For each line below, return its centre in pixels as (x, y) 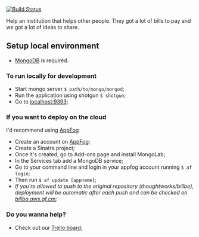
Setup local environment (53, 46)
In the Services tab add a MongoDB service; (69, 161)
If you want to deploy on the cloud (56, 117)
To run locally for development (52, 76)
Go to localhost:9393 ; (41, 102)
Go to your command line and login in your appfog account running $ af (103, 167)
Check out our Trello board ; (49, 227)
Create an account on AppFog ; (52, 142)
